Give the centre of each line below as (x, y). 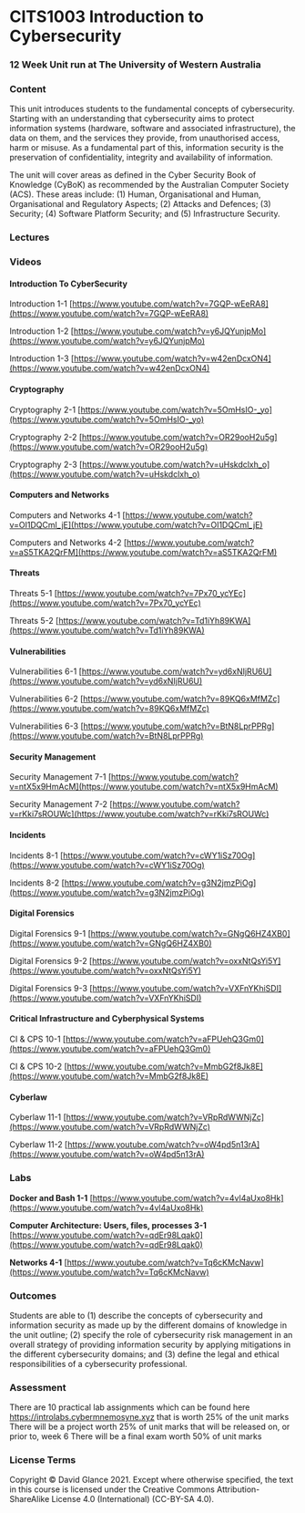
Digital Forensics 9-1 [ (50, 933)
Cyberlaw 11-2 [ (39, 1145)
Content (28, 89)
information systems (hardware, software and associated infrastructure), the (152, 129)
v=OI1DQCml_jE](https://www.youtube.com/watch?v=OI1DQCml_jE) (136, 524)
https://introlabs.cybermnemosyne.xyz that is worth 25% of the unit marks (149, 1417)
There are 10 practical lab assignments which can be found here (130, 1407)
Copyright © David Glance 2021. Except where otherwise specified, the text (152, 1480)
